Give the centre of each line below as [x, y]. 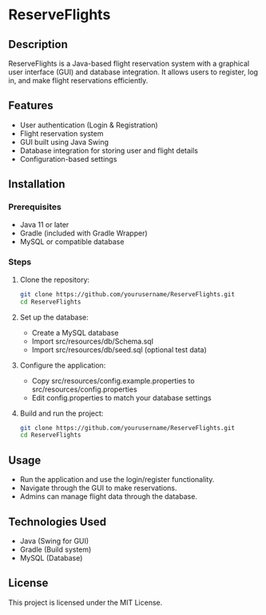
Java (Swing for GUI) [54, 541]
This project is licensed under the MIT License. [85, 602]
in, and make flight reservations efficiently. [78, 80]
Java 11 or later [44, 224]
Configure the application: [63, 365]
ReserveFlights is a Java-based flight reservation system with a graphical [129, 63]
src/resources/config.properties [84, 389]
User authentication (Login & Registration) [89, 125]
